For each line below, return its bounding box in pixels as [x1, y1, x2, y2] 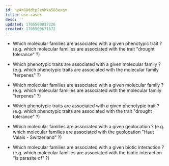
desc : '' [5, 17, 24, 22]
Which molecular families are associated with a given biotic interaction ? [12, 144, 164, 151]
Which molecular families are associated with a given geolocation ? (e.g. [12, 124, 164, 130]
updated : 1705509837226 [5, 21, 56, 27]
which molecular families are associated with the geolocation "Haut [12, 129, 154, 135]
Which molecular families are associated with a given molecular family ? [12, 82, 164, 88]
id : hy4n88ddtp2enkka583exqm [5, 7, 67, 13]
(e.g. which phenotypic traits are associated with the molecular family [12, 67, 159, 73]
